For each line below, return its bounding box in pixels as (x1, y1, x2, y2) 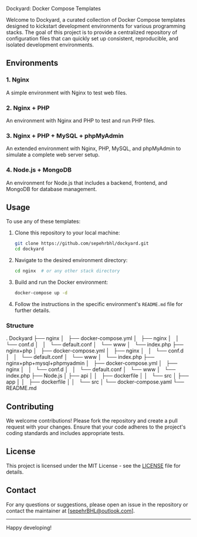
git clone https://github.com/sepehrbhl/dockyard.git (14, 240, 149, 247)
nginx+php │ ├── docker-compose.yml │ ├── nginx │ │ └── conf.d (6, 347, 184, 354)
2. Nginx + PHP (6, 104, 50, 112)
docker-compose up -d (14, 290, 67, 296)
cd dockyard (14, 246, 44, 252)
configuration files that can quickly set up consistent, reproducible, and (6, 35, 179, 42)
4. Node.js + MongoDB (6, 166, 72, 174)
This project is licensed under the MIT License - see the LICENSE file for (6, 462, 181, 469)
